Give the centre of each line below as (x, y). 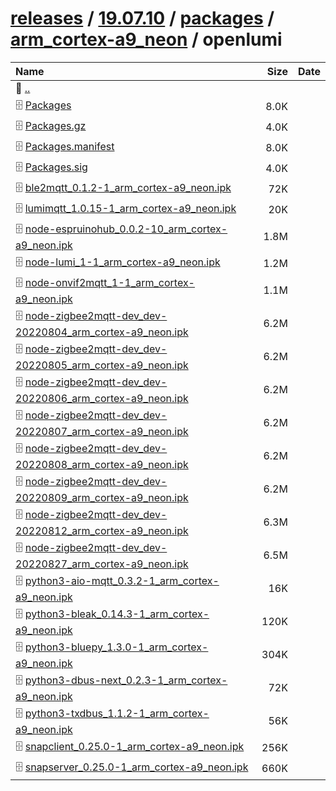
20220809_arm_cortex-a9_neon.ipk (102, 497)
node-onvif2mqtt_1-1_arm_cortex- (109, 282)
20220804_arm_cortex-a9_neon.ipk (102, 332)
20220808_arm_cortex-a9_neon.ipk (102, 464)
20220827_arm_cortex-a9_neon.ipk (102, 564)
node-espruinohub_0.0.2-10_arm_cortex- (126, 229)
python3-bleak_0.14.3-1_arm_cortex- (117, 614)
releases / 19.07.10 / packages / (142, 18)
